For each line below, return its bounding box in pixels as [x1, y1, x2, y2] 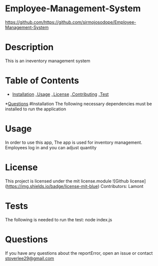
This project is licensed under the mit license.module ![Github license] [5, 178, 146, 184]
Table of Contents [5, 75, 79, 86]
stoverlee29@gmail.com [5, 255, 54, 261]
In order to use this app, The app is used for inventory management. [5, 139, 143, 145]
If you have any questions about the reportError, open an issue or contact [5, 250, 153, 256]
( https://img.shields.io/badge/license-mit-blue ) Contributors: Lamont [5, 183, 144, 189]
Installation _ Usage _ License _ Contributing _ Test [12, 91, 109, 97]
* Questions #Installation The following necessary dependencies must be [5, 101, 153, 106]
